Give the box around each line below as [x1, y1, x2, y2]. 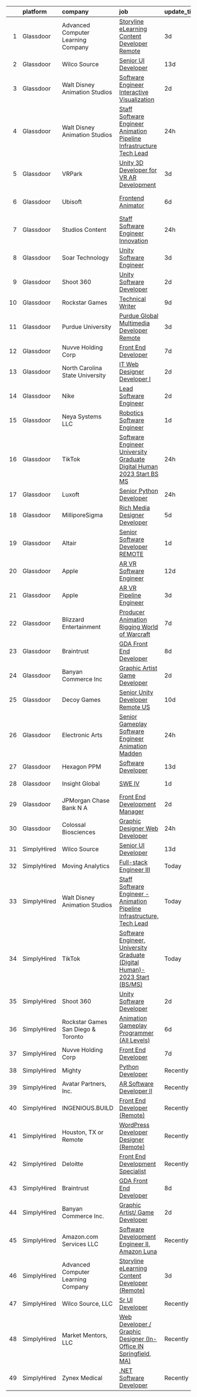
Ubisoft [62, 198, 82, 205]
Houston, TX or [62, 1128, 104, 1136]
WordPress [119, 1121, 150, 1129]
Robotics [119, 409, 144, 417]
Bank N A [62, 804, 88, 811]
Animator [119, 201, 145, 209]
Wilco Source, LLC [62, 1300, 113, 1308]
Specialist [119, 1168, 147, 1175]
